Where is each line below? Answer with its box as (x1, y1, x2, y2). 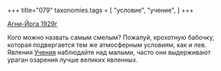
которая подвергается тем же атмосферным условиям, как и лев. (7, 41, 207, 49)
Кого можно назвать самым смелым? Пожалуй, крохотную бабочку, (7, 33, 215, 41)
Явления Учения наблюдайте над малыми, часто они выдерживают (7, 49, 211, 56)
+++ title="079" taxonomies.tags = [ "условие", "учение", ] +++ (7, 6, 194, 14)
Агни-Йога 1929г (7, 20, 58, 27)
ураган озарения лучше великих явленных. (7, 56, 139, 64)
